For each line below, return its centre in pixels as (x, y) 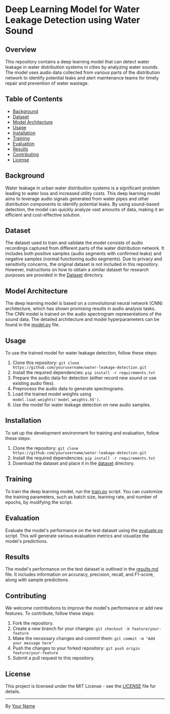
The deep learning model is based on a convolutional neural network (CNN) (84, 303)
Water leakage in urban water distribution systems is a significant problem (83, 188)
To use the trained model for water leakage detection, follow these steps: (81, 353)
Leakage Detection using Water (73, 20)
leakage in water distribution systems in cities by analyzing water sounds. (82, 67)
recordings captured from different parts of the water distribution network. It (85, 248)
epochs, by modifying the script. (39, 502)
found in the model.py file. (32, 325)
